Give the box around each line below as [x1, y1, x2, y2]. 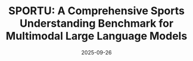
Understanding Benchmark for [19, 17, 174, 30]
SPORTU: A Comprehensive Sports [8, 4, 185, 18]
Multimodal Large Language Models [5, 30, 188, 43]
